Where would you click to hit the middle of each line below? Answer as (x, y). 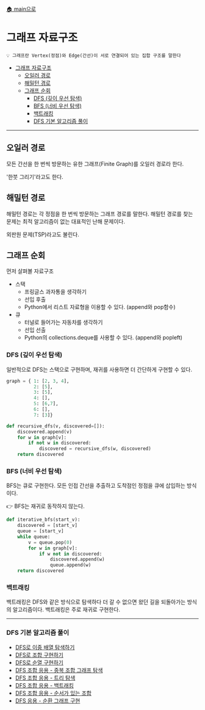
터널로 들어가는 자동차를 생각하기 (63, 322)
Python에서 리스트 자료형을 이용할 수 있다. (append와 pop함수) (100, 307)
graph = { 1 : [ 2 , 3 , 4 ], (38, 381)
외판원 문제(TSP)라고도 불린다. (43, 234)
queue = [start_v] (41, 531)
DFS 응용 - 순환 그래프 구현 (48, 700)
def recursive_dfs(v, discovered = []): (56, 426)
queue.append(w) (70, 565)
